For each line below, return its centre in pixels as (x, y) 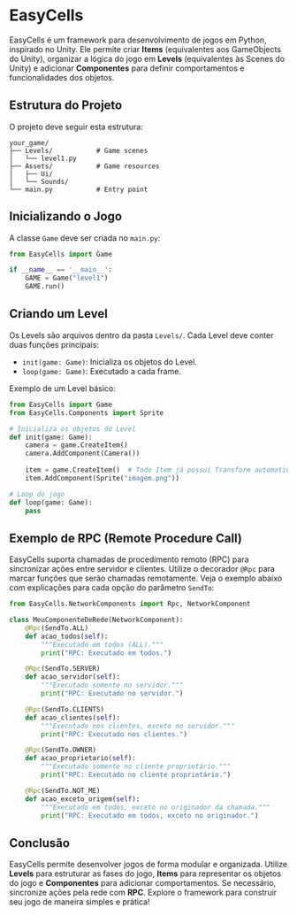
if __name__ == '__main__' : (61, 270)
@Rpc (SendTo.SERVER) (63, 669)
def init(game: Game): (51, 437)
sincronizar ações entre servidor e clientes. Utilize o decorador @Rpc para (142, 569)
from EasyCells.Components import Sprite (87, 412)
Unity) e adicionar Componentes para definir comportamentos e (127, 68)
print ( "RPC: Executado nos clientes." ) (114, 734)
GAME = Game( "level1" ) (67, 278)
